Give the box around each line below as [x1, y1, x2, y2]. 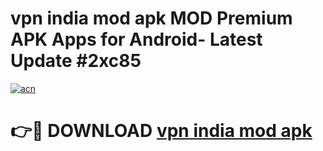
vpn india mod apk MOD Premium [10, 7, 293, 30]
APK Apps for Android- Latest [10, 28, 263, 51]
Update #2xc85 [10, 50, 142, 72]
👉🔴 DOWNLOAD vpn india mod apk [10, 120, 313, 142]
